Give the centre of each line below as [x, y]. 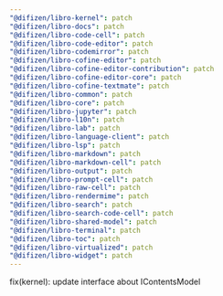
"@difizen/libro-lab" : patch [65, 129]
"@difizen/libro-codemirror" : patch [79, 52]
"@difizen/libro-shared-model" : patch [83, 222]
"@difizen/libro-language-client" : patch [90, 137]
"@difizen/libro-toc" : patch [65, 238]
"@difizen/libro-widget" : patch [71, 256]
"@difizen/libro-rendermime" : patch [79, 196]
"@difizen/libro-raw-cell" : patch [75, 188]
